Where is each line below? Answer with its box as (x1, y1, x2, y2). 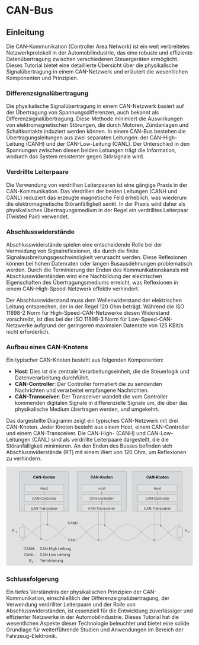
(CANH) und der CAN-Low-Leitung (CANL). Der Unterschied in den (25, 141, 190, 148)
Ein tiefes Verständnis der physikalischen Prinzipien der (6, 588, 142, 596)
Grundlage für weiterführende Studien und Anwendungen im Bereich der (6, 626, 184, 633)
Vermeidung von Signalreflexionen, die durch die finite (6, 247, 139, 254)
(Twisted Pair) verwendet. (6, 213, 69, 220)
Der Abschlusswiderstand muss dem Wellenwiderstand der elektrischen (6, 296, 182, 304)
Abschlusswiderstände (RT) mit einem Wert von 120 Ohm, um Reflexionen (6, 449, 187, 456)
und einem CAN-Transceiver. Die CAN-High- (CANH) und (6, 430, 146, 437)
